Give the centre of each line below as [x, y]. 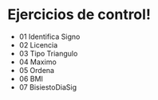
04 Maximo [38, 62]
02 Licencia [38, 44]
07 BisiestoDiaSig [48, 87]
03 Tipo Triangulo [48, 53]
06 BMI [31, 79]
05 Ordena [37, 70]
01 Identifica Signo [49, 37]
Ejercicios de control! [79, 15]
